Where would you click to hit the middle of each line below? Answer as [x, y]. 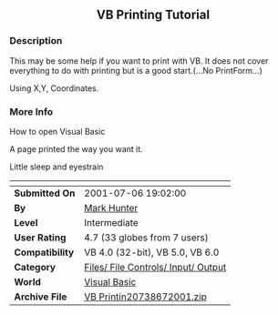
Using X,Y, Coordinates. [54, 88]
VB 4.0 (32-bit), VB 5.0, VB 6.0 [152, 252]
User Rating [40, 238]
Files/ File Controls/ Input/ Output [155, 267]
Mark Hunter [111, 208]
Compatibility [44, 252]
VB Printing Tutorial [153, 15]
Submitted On [45, 193]
